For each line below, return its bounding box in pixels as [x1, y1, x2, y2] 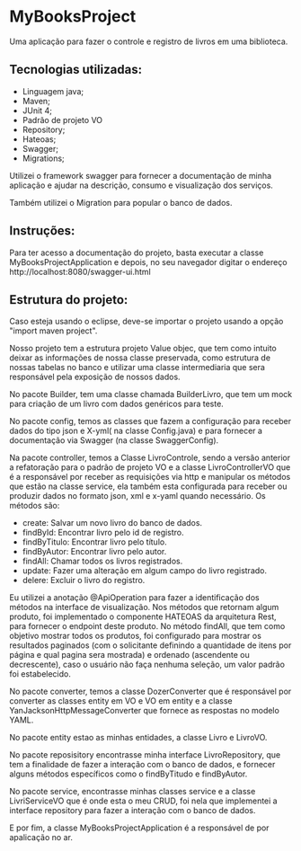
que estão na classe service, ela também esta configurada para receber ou [9, 481, 288, 492]
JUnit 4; [22, 105, 52, 116]
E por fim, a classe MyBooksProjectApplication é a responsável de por [9, 822, 270, 833]
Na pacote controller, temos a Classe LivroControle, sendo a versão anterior [9, 452, 290, 464]
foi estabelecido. [9, 669, 72, 679]
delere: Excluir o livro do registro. [22, 575, 146, 586]
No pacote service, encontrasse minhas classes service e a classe [9, 786, 256, 797]
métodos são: [9, 501, 60, 511]
